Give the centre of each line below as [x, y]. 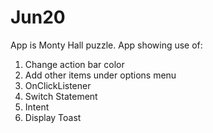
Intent [37, 107]
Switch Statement [61, 96]
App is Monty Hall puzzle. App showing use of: [106, 45]
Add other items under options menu [100, 75]
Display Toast [53, 117]
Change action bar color [74, 64]
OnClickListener [58, 85]
